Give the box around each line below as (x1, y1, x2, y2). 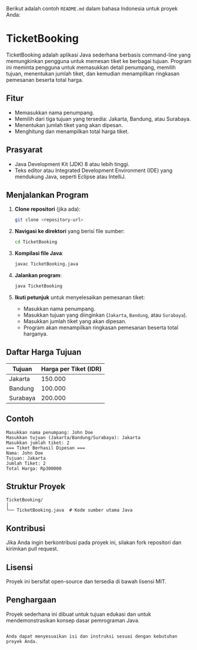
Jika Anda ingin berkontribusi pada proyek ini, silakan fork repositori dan (6, 539, 182, 546)
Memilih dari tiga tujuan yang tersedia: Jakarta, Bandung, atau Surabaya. (14, 115, 191, 122)
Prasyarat (6, 145, 43, 155)
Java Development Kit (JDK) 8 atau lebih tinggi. (14, 160, 130, 167)
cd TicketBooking (14, 239, 58, 245)
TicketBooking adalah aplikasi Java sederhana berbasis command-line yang (6, 51, 191, 58)
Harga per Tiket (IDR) (41, 364, 102, 373)
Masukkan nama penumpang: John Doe (6, 429, 94, 435)
